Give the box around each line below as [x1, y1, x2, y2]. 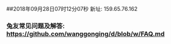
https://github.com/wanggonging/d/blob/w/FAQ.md [6, 30, 165, 38]
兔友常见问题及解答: [6, 22, 65, 30]
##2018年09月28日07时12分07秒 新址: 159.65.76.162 [6, 5, 138, 12]
